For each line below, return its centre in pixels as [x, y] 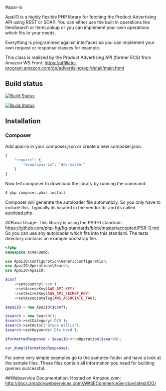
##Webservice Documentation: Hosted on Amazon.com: [63, 378]
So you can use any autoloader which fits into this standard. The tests [77, 233]
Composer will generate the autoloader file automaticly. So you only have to [83, 202]
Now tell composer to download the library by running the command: [76, 183]
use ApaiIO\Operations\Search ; [38, 266]
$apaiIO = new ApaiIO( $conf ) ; [37, 307]
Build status [24, 84]
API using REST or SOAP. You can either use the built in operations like [78, 22]
